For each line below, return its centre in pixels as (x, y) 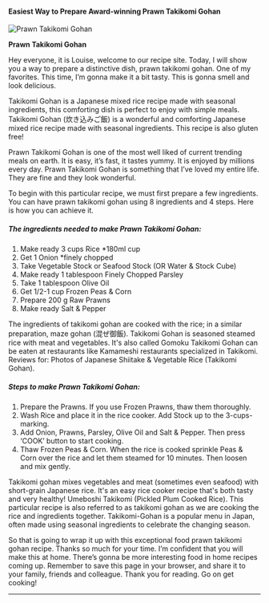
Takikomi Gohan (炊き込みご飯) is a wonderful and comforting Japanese (127, 119)
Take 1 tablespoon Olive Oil (64, 283)
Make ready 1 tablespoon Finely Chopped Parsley (102, 275)
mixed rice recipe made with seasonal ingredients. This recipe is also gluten (133, 128)
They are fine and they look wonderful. (72, 178)
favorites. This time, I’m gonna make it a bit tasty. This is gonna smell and (129, 77)
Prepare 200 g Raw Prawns (65, 300)
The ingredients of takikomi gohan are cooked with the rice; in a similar (125, 324)
